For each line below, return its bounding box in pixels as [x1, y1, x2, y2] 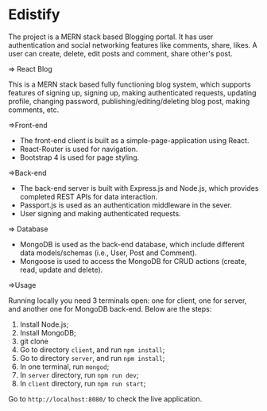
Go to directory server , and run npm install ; [19, 353, 165, 363]
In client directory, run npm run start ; [19, 378, 146, 388]
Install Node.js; [19, 320, 69, 329]
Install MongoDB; [19, 328, 77, 337]
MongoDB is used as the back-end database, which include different [19, 239, 245, 249]
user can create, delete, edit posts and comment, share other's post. [8, 48, 233, 58]
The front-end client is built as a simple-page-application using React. [19, 135, 250, 145]
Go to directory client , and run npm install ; [19, 344, 165, 355]
